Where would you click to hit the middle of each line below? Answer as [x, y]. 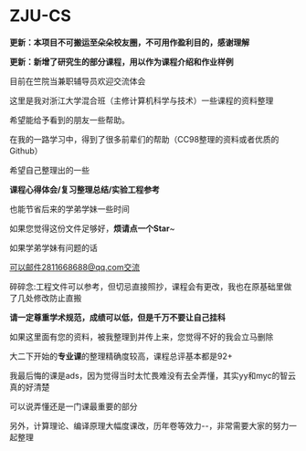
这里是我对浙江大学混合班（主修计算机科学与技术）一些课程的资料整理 [142, 100]
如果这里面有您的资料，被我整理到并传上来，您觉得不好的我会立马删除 [142, 336]
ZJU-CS [40, 16]
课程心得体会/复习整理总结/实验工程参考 [84, 189]
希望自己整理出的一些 [49, 170]
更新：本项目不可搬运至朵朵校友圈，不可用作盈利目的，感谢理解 [129, 42]
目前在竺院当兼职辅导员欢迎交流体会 [78, 81]
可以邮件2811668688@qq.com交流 [74, 267]
